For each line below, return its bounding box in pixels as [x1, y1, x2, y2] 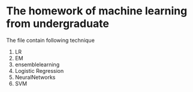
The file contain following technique [6, 36, 95, 44]
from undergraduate [6, 17, 110, 30]
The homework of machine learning [6, 4, 188, 18]
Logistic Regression [14, 67, 64, 74]
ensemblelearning [14, 61, 60, 68]
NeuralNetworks [14, 73, 56, 81]
